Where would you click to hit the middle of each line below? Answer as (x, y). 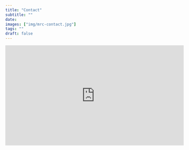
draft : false (19, 34)
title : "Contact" (24, 10)
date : (11, 19)
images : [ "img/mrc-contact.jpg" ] (41, 24)
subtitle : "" (19, 15)
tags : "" (15, 29)
